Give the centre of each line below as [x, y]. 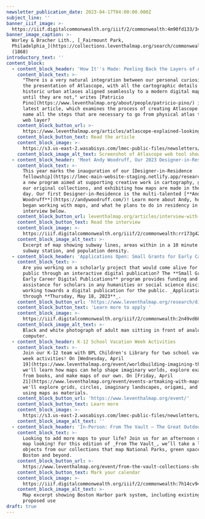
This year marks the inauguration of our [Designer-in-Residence [107, 171]
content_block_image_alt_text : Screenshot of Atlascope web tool [102, 154]
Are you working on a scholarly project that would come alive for [110, 268]
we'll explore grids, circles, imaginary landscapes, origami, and [110, 387]
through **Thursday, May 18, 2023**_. [72, 296]
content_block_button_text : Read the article [76, 137]
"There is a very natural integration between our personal [100, 80]
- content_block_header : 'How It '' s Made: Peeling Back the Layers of [103, 69]
